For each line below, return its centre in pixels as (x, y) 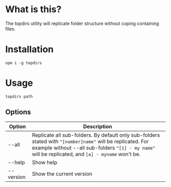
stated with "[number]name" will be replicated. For (90, 141)
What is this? (34, 9)
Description (98, 127)
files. (10, 28)
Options (18, 112)
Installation (30, 50)
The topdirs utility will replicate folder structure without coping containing (82, 23)
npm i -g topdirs (24, 63)
